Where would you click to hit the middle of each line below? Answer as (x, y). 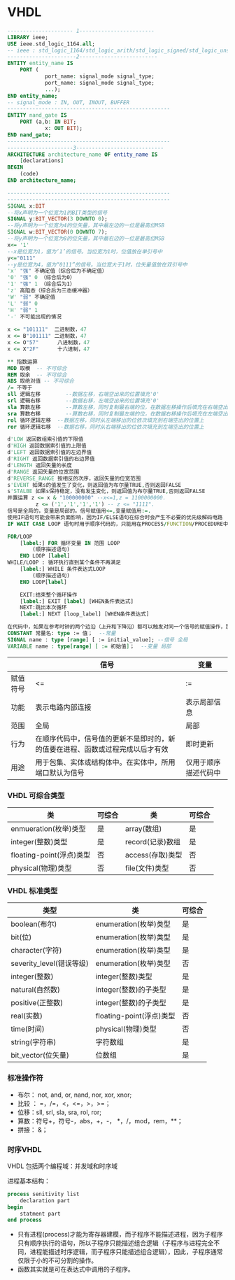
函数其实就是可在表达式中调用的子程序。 (76, 1270)
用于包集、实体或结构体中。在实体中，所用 (106, 762)
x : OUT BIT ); (63, 129)
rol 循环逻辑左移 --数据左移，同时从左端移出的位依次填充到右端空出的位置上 (106, 420)
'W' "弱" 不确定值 (31, 297)
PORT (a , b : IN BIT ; (48, 122)
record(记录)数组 (152, 841)
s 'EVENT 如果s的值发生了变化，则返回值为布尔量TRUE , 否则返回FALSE (94, 485)
